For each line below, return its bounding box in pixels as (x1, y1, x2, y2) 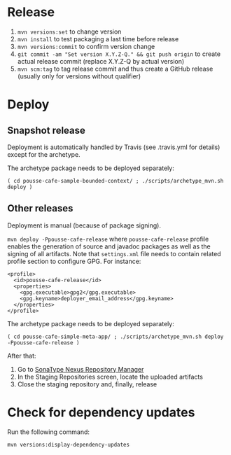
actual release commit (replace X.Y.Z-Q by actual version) (17, 57, 185, 65)
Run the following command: (7, 428, 90, 436)
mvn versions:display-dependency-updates (7, 441, 130, 448)
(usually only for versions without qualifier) (17, 71, 141, 80)
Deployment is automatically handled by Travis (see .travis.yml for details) (7, 143, 220, 151)
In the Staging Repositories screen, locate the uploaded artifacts (17, 372, 203, 381)
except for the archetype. (7, 150, 80, 158)
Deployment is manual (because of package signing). (7, 221, 161, 230)
